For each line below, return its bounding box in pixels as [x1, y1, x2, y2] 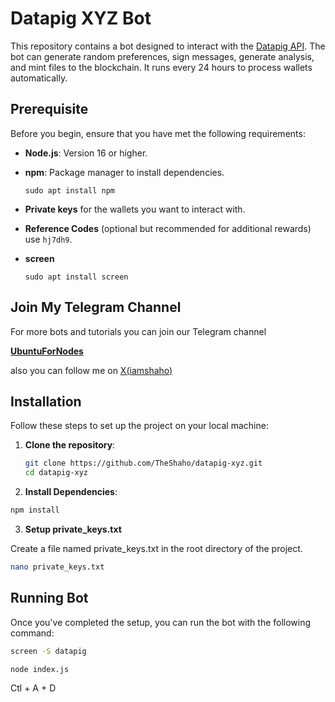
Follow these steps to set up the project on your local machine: [10, 420, 269, 432]
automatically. [10, 72, 68, 84]
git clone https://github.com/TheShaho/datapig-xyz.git [24, 458, 263, 469]
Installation [10, 393, 82, 410]
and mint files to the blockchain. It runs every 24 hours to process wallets [10, 61, 313, 73]
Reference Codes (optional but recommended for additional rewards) [24, 222, 312, 234]
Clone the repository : [24, 439, 116, 451]
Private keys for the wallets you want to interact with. [24, 203, 246, 215]
